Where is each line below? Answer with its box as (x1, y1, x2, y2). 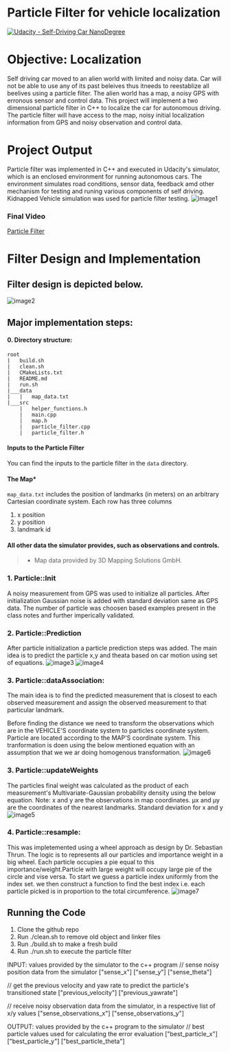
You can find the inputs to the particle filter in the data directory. (7, 459, 188, 467)
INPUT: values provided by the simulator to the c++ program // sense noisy (7, 961, 220, 969)
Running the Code (7, 907, 86, 919)
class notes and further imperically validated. (7, 611, 135, 620)
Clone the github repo (16, 925, 79, 933)
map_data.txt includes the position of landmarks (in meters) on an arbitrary (7, 490, 220, 498)
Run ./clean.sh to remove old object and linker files (16, 932, 161, 941)
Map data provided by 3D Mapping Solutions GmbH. (34, 556, 183, 565)
